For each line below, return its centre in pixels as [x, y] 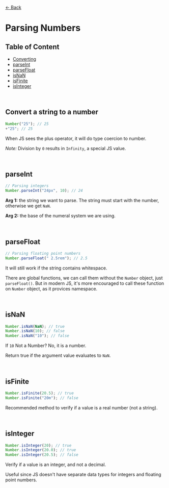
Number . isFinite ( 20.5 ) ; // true [39, 393]
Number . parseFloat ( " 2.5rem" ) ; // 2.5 [46, 258]
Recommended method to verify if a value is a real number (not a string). [81, 407]
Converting [24, 59]
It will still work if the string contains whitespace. [56, 268]
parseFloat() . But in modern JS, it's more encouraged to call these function [85, 283]
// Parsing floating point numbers [43, 253]
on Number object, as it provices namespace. [51, 288]
